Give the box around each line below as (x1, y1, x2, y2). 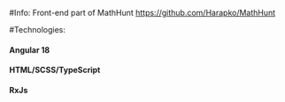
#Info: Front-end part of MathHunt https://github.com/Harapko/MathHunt (9, 8, 276, 18)
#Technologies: (9, 25, 66, 34)
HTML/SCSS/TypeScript (9, 65, 101, 76)
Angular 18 (9, 44, 50, 55)
